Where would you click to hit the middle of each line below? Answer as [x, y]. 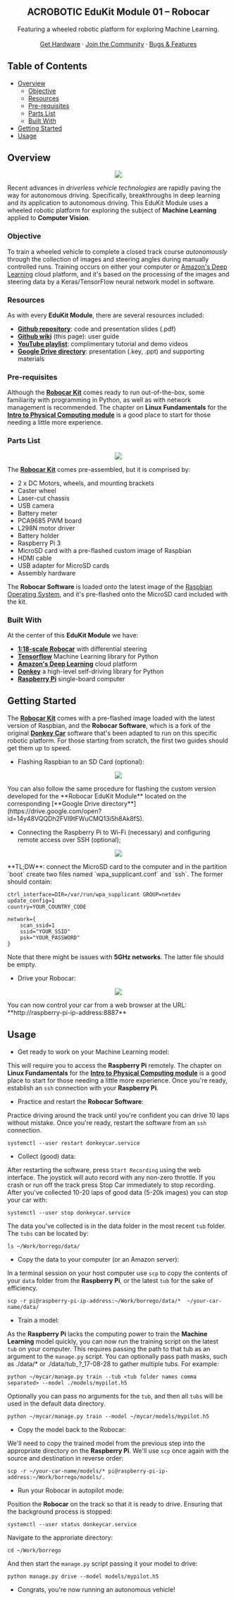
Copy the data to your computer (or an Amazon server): [98, 1259]
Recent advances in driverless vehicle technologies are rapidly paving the [114, 188]
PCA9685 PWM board [50, 521]
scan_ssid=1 [37, 925]
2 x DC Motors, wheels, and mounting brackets [86, 483]
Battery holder [38, 535]
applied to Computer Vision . [49, 218]
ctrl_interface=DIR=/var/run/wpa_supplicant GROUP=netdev [94, 894]
